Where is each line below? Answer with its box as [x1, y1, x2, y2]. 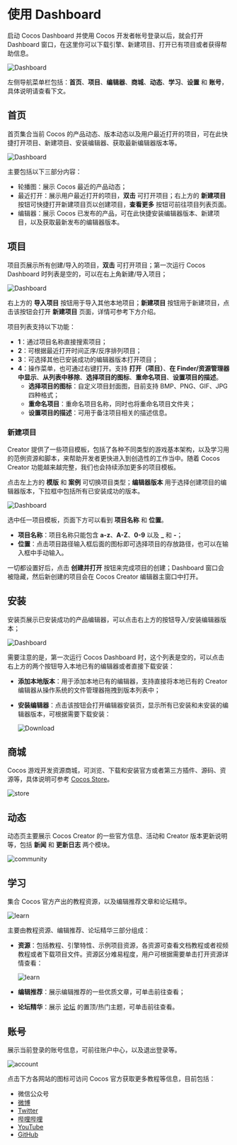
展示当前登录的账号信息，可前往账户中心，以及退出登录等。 [7, 1045, 181, 1054]
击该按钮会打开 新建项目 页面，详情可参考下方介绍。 [7, 307, 160, 315]
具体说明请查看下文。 [7, 86, 69, 95]
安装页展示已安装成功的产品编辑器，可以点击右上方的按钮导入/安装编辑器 [7, 615, 221, 624]
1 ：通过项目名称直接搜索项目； [17, 337, 108, 346]
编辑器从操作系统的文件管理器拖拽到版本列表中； [17, 686, 161, 694]
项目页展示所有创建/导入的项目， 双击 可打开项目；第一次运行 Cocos [7, 260, 206, 269]
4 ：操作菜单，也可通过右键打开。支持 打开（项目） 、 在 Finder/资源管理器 [17, 364, 230, 372]
